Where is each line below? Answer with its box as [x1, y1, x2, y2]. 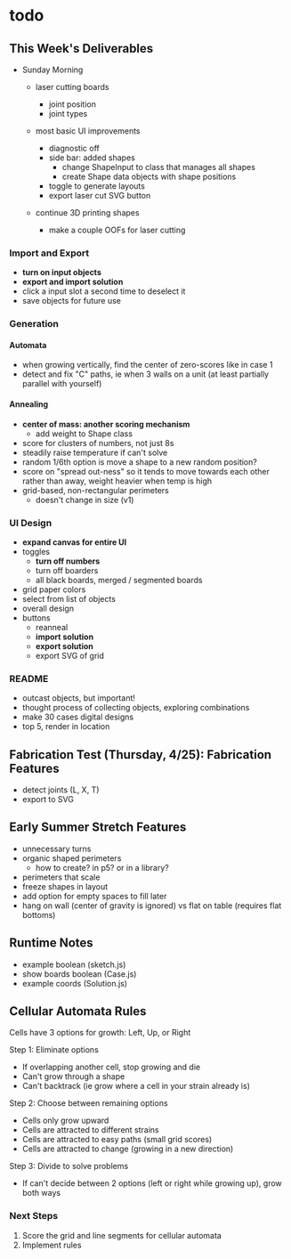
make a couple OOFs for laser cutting [48, 224, 186, 235]
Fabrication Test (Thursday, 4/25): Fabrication [9, 747, 272, 762]
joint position [48, 99, 96, 110]
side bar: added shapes [48, 152, 135, 163]
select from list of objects [21, 593, 116, 604]
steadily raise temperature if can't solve [21, 447, 168, 458]
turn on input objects [21, 267, 102, 278]
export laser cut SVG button [48, 191, 151, 200]
